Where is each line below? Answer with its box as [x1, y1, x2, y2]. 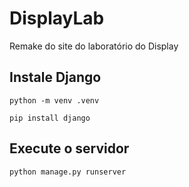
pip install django [9, 113, 91, 123]
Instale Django [9, 69, 102, 86]
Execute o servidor [9, 140, 130, 157]
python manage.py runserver [9, 167, 127, 177]
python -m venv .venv [9, 95, 100, 106]
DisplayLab [9, 7, 105, 30]
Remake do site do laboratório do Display [9, 40, 179, 52]
